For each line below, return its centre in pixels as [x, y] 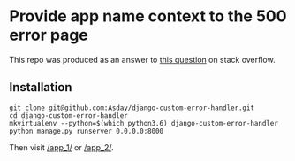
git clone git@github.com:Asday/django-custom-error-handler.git [132, 108]
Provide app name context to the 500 [148, 16]
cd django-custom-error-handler [68, 115]
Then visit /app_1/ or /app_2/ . [61, 147]
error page [49, 35]
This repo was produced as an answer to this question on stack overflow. [142, 59]
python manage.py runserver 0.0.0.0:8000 [87, 131]
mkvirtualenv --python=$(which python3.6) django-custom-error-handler [144, 123]
